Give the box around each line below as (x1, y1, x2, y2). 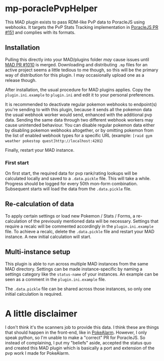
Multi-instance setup (5, 248, 71, 256)
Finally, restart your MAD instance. (5, 147, 75, 153)
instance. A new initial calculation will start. (5, 234, 92, 240)
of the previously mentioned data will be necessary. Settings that (28, 218, 159, 224)
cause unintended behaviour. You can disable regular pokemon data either (5, 122, 155, 128)
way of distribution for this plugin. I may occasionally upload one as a (5, 72, 144, 78)
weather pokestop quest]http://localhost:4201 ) (5, 138, 103, 143)
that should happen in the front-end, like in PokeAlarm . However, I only (5, 329, 147, 335)
